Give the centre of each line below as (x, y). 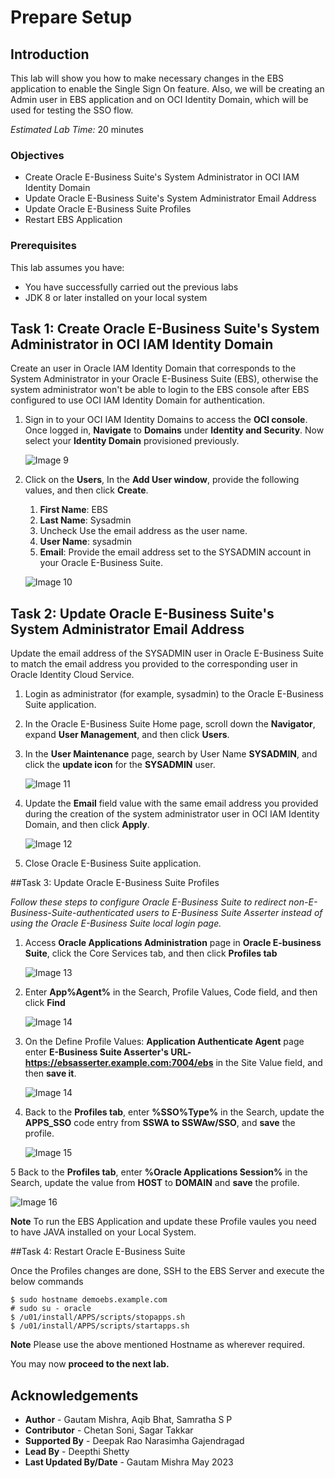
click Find (45, 1003)
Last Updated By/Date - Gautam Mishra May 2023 (129, 1462)
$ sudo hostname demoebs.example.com (89, 1300)
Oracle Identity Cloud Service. (72, 675)
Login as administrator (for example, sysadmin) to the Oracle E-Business (174, 694)
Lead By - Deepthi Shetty (77, 1452)
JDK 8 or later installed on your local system (116, 297)
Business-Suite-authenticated (72, 913)
